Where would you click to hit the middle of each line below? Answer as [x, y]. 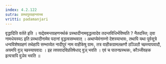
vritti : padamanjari [27, 19]
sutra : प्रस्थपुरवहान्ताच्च [24, 14]
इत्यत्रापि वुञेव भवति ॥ [23, 56]
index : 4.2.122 [21, 10]
